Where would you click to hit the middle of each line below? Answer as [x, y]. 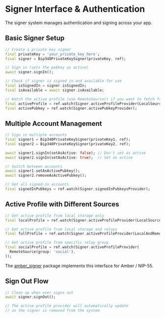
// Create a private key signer [38, 49]
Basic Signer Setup [35, 38]
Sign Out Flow [27, 281]
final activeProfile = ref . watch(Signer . [48, 104]
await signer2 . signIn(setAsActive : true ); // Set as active [69, 158]
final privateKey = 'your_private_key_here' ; [52, 54]
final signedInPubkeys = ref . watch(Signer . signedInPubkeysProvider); [78, 189]
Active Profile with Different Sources [62, 205]
